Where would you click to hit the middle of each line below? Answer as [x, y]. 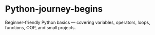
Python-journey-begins [54, 9]
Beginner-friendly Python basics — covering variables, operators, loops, [77, 22]
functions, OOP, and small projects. [40, 27]
